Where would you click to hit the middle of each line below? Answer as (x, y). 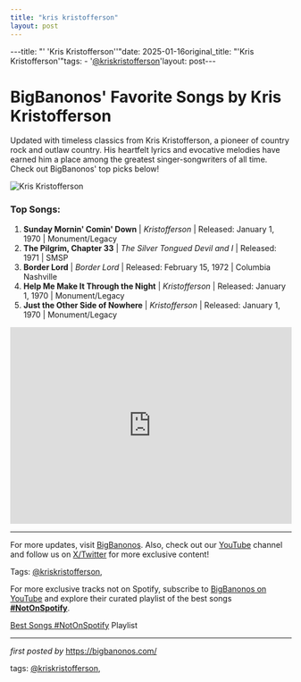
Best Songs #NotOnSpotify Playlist (74, 625)
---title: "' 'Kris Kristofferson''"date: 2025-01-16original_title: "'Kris (132, 51)
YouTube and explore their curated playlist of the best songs (121, 598)
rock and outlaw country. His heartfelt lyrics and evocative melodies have (145, 150)
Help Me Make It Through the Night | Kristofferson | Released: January (155, 286)
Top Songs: (35, 209)
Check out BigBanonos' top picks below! (85, 169)
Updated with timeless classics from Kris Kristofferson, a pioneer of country (150, 140)
